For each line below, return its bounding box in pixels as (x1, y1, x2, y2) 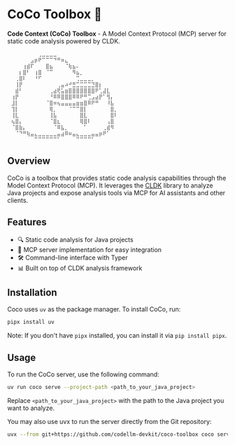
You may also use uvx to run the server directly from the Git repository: (7, 417, 212, 425)
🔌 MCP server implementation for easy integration (17, 245, 162, 254)
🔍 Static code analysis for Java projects (17, 235, 134, 243)
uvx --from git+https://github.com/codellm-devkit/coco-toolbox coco (7, 430, 215, 438)
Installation (7, 286, 57, 298)
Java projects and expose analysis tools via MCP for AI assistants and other (7, 188, 226, 197)
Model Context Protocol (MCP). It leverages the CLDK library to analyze (7, 181, 213, 190)
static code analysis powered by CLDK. (7, 36, 120, 45)
